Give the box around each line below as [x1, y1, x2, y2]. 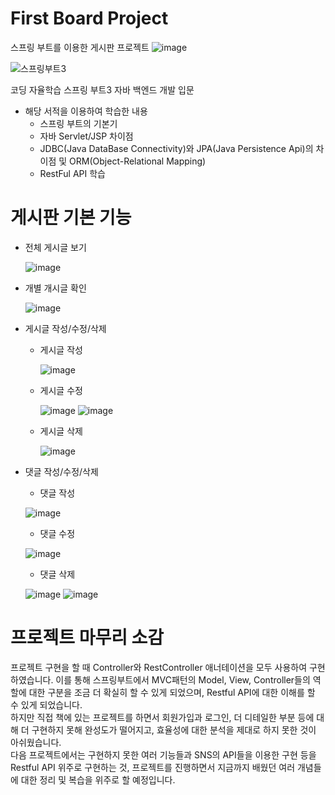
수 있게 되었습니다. [10, 698, 83, 711]
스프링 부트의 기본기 [39, 117, 118, 129]
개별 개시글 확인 [24, 282, 87, 294]
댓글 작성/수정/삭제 [24, 465, 99, 477]
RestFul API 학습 [39, 167, 106, 179]
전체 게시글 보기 [24, 241, 87, 253]
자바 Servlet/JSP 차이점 [39, 130, 134, 142]
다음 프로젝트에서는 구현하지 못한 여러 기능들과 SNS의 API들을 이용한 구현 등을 [10, 748, 317, 761]
